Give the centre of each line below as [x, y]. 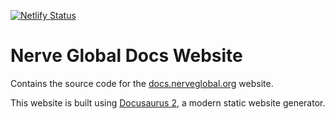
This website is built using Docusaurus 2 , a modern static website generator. [168, 102]
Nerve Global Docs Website [126, 56]
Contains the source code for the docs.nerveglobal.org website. [142, 83]
